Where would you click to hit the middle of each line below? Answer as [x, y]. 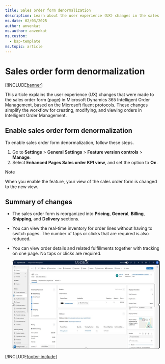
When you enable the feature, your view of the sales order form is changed [81, 181]
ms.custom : [16, 36]
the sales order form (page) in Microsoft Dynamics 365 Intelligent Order [78, 99]
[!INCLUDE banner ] [24, 85]
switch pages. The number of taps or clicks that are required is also [80, 234]
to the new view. [22, 187]
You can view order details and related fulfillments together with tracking [86, 248]
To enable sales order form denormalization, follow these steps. [69, 143]
